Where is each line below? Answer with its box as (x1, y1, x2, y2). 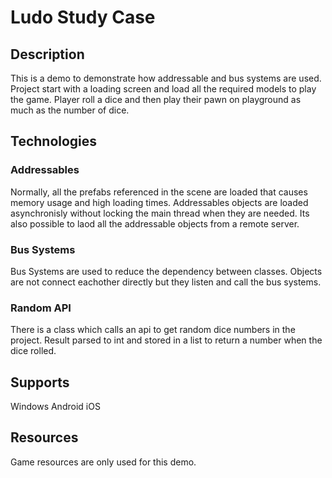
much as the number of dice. (10, 104, 130, 116)
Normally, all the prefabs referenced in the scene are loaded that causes (10, 186, 308, 198)
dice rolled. (10, 345, 57, 357)
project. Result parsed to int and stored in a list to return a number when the (10, 334, 323, 346)
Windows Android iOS (10, 401, 101, 413)
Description (10, 46, 85, 63)
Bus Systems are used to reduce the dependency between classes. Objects (10, 265, 323, 277)
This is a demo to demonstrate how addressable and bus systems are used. (10, 72, 322, 84)
